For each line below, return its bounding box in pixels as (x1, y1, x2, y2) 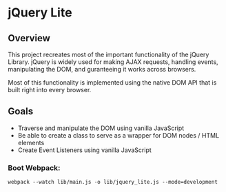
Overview (8, 32, 51, 44)
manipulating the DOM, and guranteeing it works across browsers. (8, 65, 196, 73)
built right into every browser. (8, 86, 92, 94)
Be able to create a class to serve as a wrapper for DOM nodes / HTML (17, 131, 220, 139)
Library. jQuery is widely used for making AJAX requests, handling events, (8, 58, 219, 66)
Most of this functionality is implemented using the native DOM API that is (8, 78, 217, 87)
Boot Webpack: (8, 163, 61, 173)
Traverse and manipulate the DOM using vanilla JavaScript (17, 124, 185, 132)
